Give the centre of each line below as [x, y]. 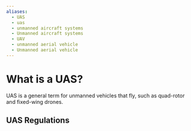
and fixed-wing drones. [35, 101]
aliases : [17, 12]
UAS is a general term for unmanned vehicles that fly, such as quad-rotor [95, 96]
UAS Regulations [38, 121]
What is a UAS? [44, 79]
